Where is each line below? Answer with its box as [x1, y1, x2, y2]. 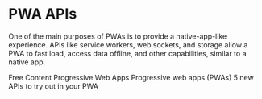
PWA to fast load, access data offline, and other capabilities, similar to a [8, 48, 247, 58]
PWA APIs [8, 5, 77, 23]
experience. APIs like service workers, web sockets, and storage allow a [8, 39, 248, 49]
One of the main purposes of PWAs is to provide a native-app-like [8, 31, 227, 41]
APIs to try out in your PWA [8, 81, 99, 91]
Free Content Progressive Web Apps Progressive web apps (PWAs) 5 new [8, 72, 254, 82]
